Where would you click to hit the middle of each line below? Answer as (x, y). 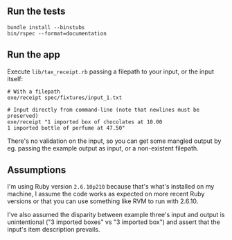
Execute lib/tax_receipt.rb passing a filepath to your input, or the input (111, 71)
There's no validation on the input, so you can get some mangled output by (114, 141)
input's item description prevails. (54, 230)
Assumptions (37, 170)
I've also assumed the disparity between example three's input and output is (116, 215)
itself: (15, 78)
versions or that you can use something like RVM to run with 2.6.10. (103, 201)
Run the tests (36, 11)
